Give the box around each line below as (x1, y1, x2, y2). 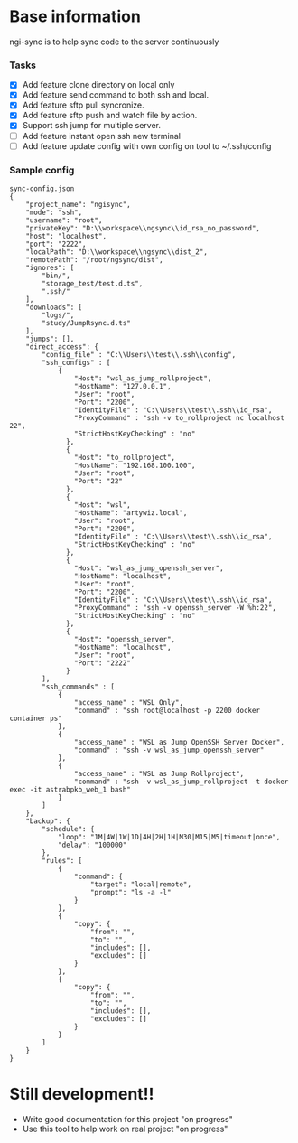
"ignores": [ (25, 263, 75, 272)
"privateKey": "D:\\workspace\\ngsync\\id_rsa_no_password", (25, 223, 260, 232)
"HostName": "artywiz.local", (73, 508, 188, 517)
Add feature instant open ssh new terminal (22, 130, 181, 141)
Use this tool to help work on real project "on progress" (22, 1123, 228, 1134)
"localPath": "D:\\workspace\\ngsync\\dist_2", (25, 247, 208, 257)
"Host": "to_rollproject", (73, 453, 176, 462)
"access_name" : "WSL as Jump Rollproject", (73, 769, 245, 778)
